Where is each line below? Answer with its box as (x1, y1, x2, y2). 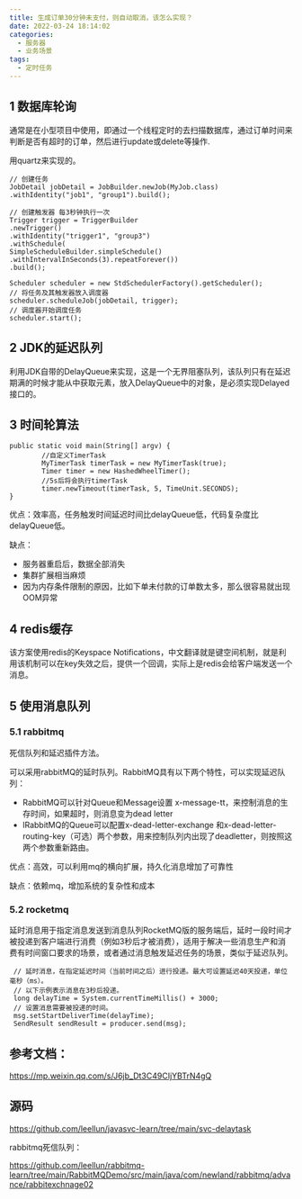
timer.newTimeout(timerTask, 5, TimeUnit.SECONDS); (41, 484, 240, 493)
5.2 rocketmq (9, 903, 69, 915)
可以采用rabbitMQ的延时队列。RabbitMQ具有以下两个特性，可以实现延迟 (9, 766, 278, 777)
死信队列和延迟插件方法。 (9, 747, 104, 758)
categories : (9, 30, 54, 39)
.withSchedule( (9, 239, 67, 248)
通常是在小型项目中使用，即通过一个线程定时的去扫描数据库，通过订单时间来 (9, 124, 293, 135)
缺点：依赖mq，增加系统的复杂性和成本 (9, 879, 155, 891)
